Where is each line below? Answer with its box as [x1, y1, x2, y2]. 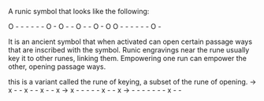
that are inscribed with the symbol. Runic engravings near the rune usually [8, 45, 250, 54]
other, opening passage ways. [8, 62, 106, 71]
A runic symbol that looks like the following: [8, 7, 150, 16]
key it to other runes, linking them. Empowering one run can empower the [8, 54, 247, 63]
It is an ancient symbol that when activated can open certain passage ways [8, 37, 253, 46]
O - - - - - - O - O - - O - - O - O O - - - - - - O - [8, 22, 162, 31]
